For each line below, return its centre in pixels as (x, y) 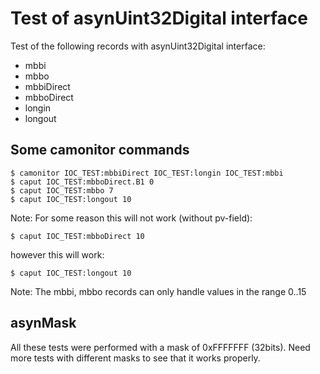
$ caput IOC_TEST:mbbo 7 (62, 190)
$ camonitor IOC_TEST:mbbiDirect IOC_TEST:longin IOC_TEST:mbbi (147, 173)
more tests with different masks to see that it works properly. (135, 358)
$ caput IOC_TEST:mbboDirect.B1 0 (82, 182)
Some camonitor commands (100, 150)
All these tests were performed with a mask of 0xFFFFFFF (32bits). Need (160, 347)
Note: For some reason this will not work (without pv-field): (131, 218)
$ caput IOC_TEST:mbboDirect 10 (77, 236)
